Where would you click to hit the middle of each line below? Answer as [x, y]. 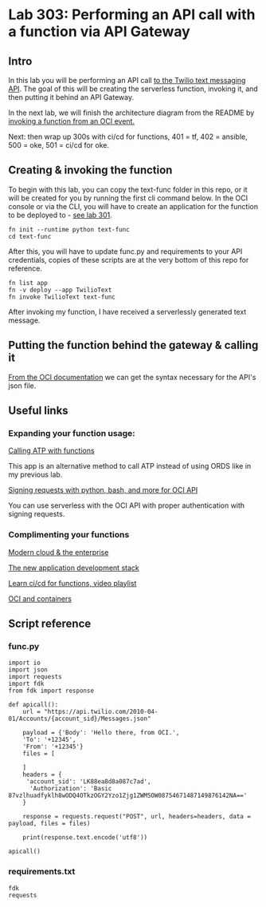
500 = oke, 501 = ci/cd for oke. [59, 145]
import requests [35, 677]
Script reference [50, 624]
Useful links [39, 411]
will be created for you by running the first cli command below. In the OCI [128, 198]
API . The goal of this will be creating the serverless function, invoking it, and [133, 89]
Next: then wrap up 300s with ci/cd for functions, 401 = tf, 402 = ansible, [128, 137]
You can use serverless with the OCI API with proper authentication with [127, 505]
